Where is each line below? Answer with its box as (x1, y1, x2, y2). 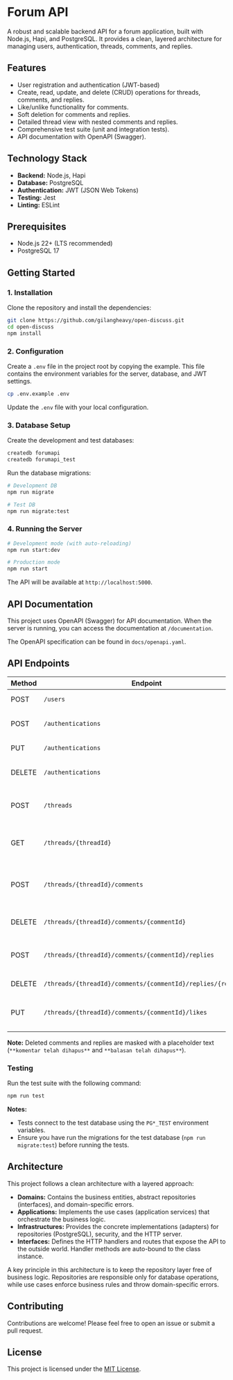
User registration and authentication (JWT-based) (17, 81, 160, 89)
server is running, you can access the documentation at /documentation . (7, 624, 214, 633)
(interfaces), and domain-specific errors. (17, 1200, 134, 1208)
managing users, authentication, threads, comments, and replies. (7, 42, 193, 50)
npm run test (7, 1093, 45, 1100)
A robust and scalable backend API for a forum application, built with (7, 27, 203, 35)
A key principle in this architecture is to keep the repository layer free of (7, 1265, 212, 1274)
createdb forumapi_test (7, 457, 76, 463)
